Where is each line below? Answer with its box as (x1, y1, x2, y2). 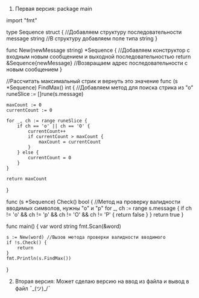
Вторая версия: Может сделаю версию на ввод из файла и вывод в (14, 277, 189, 285)
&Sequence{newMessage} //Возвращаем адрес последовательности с (6, 60, 188, 66)
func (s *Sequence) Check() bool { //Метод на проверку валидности (6, 198, 181, 205)
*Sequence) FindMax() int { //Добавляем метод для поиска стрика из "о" (6, 84, 194, 91)
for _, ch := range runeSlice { (6, 118, 87, 124)
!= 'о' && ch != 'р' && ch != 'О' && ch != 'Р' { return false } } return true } (6, 211, 184, 218)
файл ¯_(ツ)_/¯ (14, 285, 51, 292)
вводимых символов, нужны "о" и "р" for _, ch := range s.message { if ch (6, 204, 192, 212)
